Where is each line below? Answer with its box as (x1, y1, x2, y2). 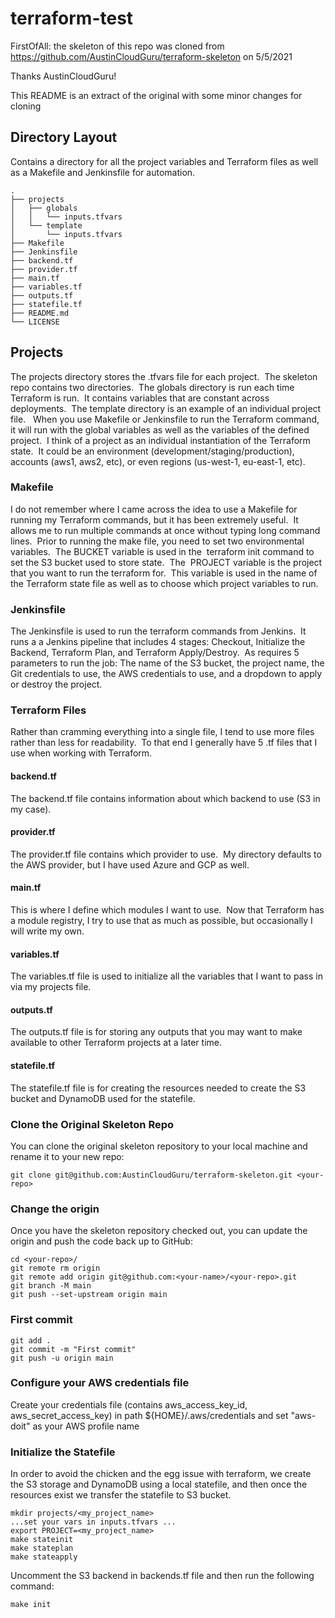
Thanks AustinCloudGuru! (10, 70, 117, 82)
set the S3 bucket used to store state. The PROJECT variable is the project (10, 556, 323, 568)
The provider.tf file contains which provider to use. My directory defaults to (10, 848, 322, 860)
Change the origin (10, 1202, 100, 1216)
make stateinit (10, 1535, 74, 1545)
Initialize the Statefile (10, 1445, 116, 1459)
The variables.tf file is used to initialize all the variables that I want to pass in (10, 970, 323, 982)
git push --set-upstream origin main (10, 1290, 168, 1300)
